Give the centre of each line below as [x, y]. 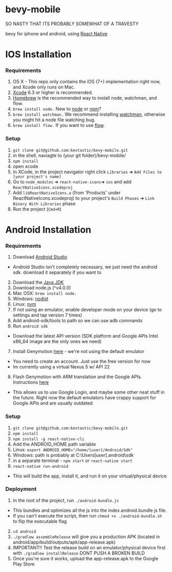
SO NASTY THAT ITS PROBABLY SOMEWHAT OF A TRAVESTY [72, 24]
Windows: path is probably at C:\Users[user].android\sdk [73, 455]
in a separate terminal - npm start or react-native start [72, 460]
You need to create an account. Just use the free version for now [81, 361]
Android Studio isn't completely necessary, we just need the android [85, 267]
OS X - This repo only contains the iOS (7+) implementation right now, [87, 82]
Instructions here [31, 382]
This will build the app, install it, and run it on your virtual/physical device [90, 476]
